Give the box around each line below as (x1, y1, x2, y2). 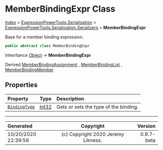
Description (56, 95, 84, 102)
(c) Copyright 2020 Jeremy (61, 131, 125, 137)
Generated (7, 122, 33, 129)
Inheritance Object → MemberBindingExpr (5, 52, 91, 58)
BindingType (7, 104, 35, 110)
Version (137, 122, 156, 129)
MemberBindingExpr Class (5, 3, 115, 15)
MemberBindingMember (5, 67, 54, 72)
